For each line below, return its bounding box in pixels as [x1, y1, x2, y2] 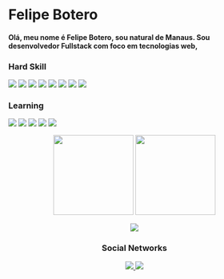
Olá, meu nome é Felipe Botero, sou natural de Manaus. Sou [8, 32, 210, 42]
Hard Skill [8, 61, 46, 72]
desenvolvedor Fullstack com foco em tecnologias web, [8, 41, 198, 50]
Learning [8, 100, 44, 111]
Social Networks [101, 242, 168, 253]
